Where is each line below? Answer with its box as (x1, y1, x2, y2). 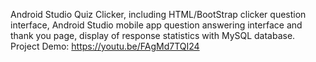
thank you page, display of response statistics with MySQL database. (10, 30, 296, 41)
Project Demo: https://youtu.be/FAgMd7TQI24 (10, 40, 200, 52)
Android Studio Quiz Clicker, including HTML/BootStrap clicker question (10, 9, 307, 20)
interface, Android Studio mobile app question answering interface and (10, 19, 303, 31)
